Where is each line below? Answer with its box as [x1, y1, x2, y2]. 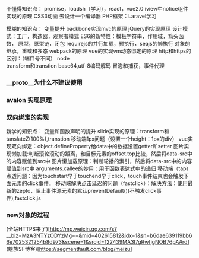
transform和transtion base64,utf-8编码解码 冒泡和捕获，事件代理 [6, 62, 165, 69]
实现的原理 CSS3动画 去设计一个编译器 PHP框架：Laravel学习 [6, 12, 157, 20]
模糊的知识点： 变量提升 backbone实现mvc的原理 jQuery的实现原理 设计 [6, 26, 183, 32]
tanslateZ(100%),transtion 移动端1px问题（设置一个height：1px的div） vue [6, 135, 188, 142]
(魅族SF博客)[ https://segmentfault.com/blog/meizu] [6, 246, 132, 253]
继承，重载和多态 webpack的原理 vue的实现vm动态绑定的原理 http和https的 [6, 47, 191, 55]
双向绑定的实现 [6, 113, 49, 122]
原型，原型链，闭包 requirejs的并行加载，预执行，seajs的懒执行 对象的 [17, 40, 191, 47]
